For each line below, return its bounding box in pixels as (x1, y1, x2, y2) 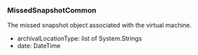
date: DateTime (17, 42, 61, 50)
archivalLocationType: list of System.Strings (17, 34, 143, 43)
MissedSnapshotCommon (7, 5, 97, 15)
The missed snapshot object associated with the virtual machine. (7, 21, 192, 30)
